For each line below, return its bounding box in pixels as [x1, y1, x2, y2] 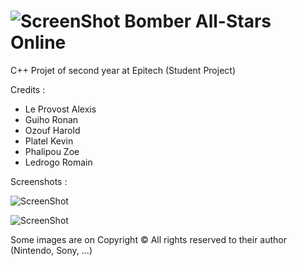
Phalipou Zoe [24, 145, 80, 157]
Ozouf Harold [24, 124, 81, 136]
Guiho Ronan [24, 113, 79, 125]
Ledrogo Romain [24, 156, 93, 168]
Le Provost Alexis [24, 103, 97, 115]
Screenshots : [10, 175, 68, 187]
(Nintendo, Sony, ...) [10, 244, 93, 256]
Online [10, 31, 67, 54]
